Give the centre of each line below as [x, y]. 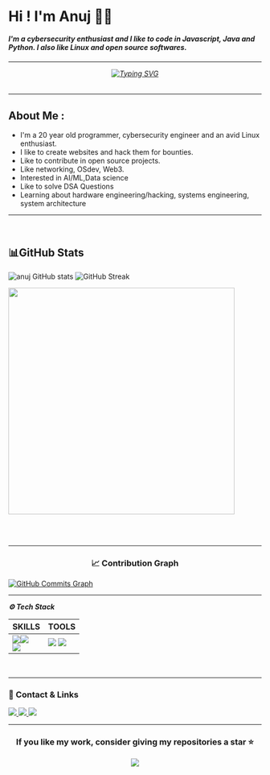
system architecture [53, 203]
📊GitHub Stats [46, 253]
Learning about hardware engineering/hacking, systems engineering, [134, 195]
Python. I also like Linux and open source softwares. [98, 47]
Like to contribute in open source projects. [90, 160]
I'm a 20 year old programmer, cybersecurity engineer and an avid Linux [139, 135]
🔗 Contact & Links [43, 694]
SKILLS [27, 627]
